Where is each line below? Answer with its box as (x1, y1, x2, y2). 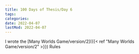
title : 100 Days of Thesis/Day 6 (5, 7, 73, 12)
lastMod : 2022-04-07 (5, 25, 47, 30)
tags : (5, 12, 16, 17)
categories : (5, 16, 29, 21)
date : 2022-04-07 (5, 20, 40, 26)
